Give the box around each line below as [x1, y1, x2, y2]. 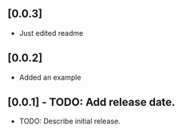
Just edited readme [18, 28, 84, 37]
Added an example [18, 72, 82, 82]
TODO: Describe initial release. [18, 116, 121, 126]
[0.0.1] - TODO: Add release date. [7, 95, 176, 109]
